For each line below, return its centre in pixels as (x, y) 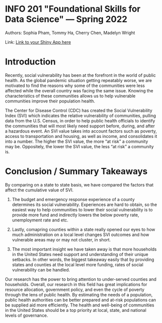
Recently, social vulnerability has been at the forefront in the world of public (81, 75)
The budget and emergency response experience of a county (73, 199)
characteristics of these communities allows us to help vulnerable (70, 96)
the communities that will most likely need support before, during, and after (80, 126)
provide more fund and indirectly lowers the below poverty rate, (75, 215)
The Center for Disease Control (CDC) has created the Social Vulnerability (79, 110)
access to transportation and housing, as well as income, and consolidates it (81, 136)
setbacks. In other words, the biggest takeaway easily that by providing (83, 259)
